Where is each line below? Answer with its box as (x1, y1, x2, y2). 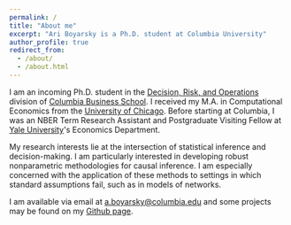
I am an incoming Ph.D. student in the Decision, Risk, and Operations (9, 86, 259, 97)
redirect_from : (9, 46, 65, 55)
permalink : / (9, 12, 57, 22)
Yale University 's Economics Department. (9, 124, 161, 135)
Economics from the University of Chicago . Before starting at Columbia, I (9, 105, 275, 116)
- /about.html (17, 63, 69, 72)
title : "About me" (9, 21, 77, 30)
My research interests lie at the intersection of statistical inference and (9, 141, 266, 151)
